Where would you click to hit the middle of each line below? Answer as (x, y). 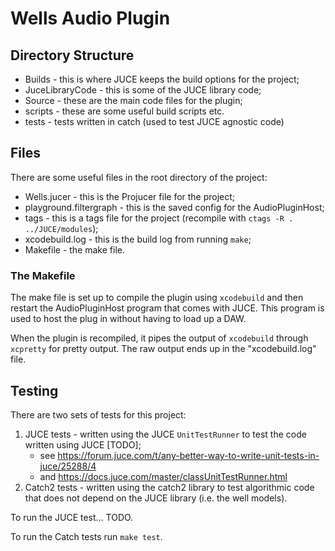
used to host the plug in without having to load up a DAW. (128, 319)
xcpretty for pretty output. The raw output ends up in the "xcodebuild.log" (163, 349)
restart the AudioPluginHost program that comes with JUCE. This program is (167, 308)
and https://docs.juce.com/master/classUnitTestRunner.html (163, 476)
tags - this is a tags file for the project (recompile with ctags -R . (159, 218)
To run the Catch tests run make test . (86, 536)
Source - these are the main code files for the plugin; (133, 100)
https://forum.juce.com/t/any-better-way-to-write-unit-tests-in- (188, 455)
